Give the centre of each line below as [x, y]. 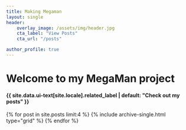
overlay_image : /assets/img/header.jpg [66, 28]
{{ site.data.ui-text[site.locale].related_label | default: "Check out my [93, 95]
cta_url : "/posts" [39, 39]
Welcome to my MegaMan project [91, 79]
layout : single [25, 17]
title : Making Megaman [34, 11]
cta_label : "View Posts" [47, 34]
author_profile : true [33, 50]
